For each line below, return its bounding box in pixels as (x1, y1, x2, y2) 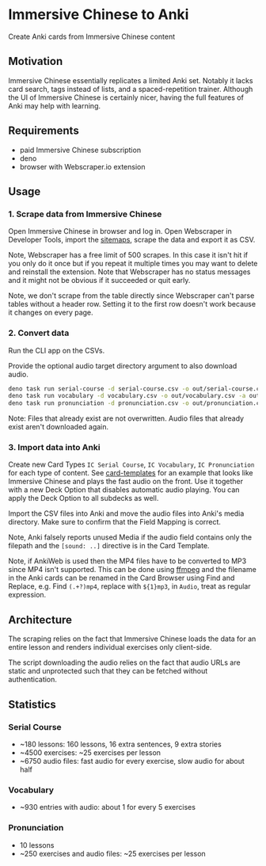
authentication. (8, 675, 58, 685)
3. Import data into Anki (8, 442, 101, 453)
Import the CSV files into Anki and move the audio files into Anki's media (8, 509, 245, 518)
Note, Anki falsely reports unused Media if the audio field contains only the (8, 532, 253, 542)
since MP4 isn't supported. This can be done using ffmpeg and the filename (8, 565, 257, 574)
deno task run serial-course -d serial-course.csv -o (8, 384, 190, 393)
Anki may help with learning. (8, 101, 101, 110)
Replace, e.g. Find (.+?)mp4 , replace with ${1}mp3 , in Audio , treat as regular (8, 582, 251, 591)
